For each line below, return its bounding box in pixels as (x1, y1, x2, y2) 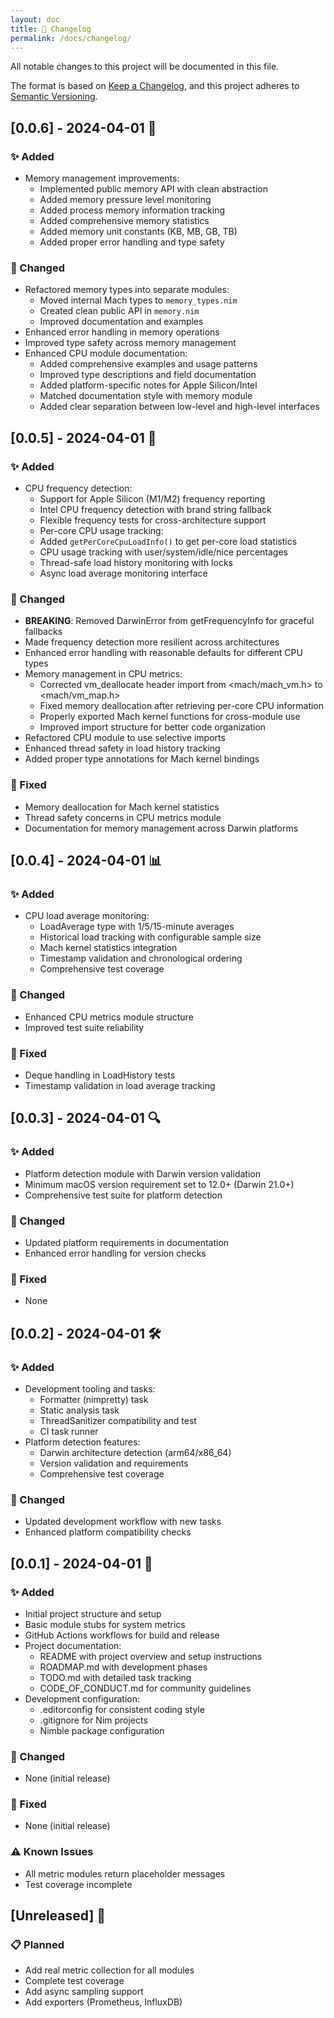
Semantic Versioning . (10, 91, 98, 103)
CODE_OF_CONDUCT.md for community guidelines (39, 1682, 252, 1694)
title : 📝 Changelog (10, 24, 92, 34)
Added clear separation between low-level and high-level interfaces (39, 401, 320, 413)
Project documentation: (24, 1639, 122, 1651)
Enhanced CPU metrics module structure (24, 1011, 194, 1023)
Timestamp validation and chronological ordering (39, 952, 243, 965)
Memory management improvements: (24, 172, 180, 185)
